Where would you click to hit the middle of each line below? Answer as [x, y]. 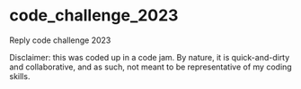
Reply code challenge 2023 [60, 40]
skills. [20, 76]
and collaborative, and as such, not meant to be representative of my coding [150, 67]
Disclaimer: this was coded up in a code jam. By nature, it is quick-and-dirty [150, 57]
